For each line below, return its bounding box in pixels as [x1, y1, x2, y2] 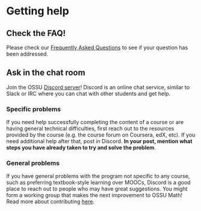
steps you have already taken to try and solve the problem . [6, 144, 156, 151]
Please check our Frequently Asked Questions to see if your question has [6, 44, 188, 51]
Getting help [6, 4, 69, 18]
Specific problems [6, 105, 61, 113]
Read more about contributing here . [6, 198, 95, 205]
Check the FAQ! [6, 28, 66, 38]
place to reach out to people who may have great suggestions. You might [6, 185, 188, 192]
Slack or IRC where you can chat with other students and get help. [6, 90, 171, 97]
